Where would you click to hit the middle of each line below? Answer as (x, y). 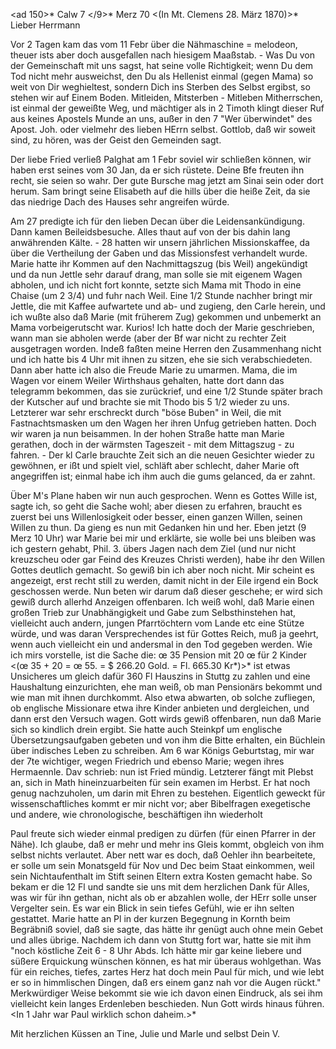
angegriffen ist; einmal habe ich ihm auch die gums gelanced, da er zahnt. (163, 476)
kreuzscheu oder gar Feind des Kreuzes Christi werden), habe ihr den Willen (168, 559)
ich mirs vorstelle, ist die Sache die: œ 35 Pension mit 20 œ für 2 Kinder (159, 655)
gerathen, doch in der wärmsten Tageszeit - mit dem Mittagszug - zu (152, 444)
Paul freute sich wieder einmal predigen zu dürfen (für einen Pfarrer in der (163, 833)
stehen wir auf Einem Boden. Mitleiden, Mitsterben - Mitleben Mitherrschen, (166, 97)
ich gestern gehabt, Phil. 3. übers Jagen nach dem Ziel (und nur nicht (153, 548)
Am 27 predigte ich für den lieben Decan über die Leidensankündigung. (157, 221)
